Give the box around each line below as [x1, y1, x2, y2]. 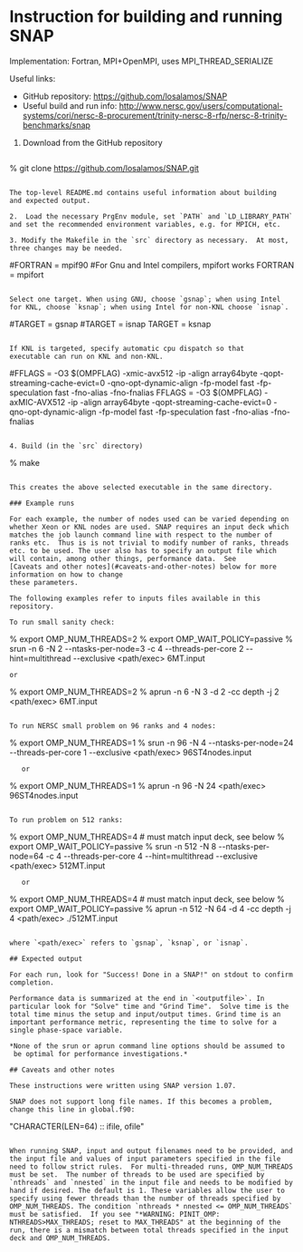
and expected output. [9, 196, 91, 205]
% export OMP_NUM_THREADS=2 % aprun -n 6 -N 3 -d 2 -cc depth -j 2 [9, 686, 279, 697]
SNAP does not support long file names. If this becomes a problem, [9, 1097, 273, 1106]
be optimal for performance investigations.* [13, 1049, 188, 1058]
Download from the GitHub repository [22, 137, 163, 148]
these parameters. [9, 577, 79, 587]
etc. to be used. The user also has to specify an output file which [9, 546, 278, 555]
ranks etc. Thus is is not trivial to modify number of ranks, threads [9, 538, 289, 548]
